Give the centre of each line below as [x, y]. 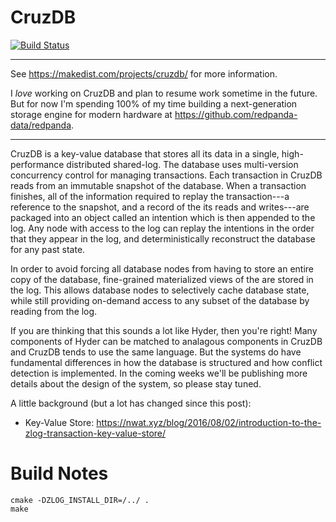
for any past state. [48, 249]
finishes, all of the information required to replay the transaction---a [150, 196]
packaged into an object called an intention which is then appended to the [163, 217]
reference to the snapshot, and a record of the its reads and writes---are [160, 207]
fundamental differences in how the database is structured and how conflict [166, 362]
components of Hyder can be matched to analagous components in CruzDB [166, 341]
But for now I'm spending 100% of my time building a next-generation [154, 103]
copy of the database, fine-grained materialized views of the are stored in [162, 279]
